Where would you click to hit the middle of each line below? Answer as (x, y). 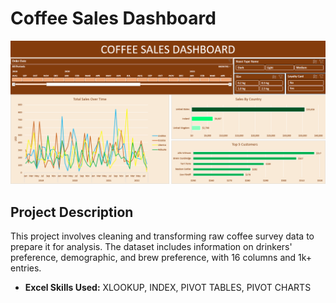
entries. (26, 268)
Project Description (72, 212)
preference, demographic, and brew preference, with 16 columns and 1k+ (161, 258)
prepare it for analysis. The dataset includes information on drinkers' (151, 247)
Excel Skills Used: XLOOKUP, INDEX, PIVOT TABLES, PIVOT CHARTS (168, 288)
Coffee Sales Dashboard (113, 18)
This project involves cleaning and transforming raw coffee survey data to (162, 236)
